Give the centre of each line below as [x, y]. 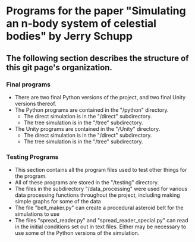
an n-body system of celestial [81, 23]
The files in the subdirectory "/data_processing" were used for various [101, 189]
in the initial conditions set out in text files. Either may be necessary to [100, 227]
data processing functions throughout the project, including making [97, 195]
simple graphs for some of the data [58, 202]
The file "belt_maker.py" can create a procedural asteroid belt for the [99, 208]
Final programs [28, 84]
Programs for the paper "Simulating [96, 11]
